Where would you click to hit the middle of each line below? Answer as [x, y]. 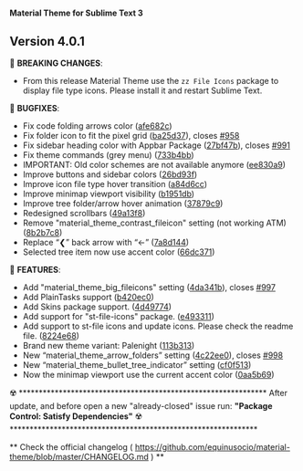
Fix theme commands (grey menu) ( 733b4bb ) [108, 155]
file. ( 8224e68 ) [51, 336]
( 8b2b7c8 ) [42, 233]
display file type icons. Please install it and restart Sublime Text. [142, 90]
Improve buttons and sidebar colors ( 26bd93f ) [110, 174]
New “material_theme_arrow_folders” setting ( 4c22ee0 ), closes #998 [153, 355]
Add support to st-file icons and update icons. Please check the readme [158, 326]
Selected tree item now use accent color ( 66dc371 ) [119, 252]
